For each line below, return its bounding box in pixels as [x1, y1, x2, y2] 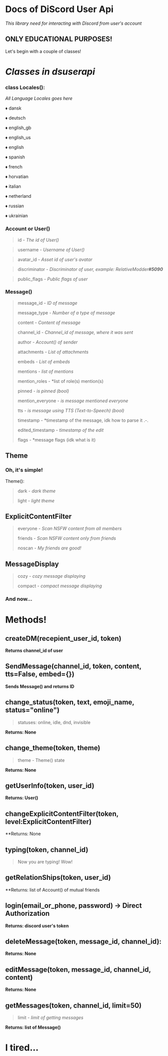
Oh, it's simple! [5, 467, 43, 474]
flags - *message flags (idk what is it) [17, 436, 96, 442]
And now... [5, 595, 33, 602]
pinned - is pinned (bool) [17, 387, 70, 394]
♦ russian [5, 203, 24, 209]
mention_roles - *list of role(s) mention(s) [17, 378, 104, 384]
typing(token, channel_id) [5, 845, 88, 854]
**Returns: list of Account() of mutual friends [5, 886, 100, 893]
